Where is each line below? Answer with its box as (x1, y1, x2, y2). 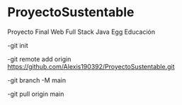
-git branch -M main (7, 75, 66, 85)
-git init (7, 41, 28, 49)
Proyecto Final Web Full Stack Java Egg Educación (7, 27, 156, 36)
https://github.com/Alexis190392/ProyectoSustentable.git (7, 62, 175, 70)
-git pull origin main (7, 89, 64, 98)
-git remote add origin (7, 54, 72, 63)
